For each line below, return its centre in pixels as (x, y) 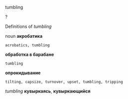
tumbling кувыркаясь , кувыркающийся (48, 91)
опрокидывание (23, 73)
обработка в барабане (30, 54)
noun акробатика (24, 36)
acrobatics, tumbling (28, 45)
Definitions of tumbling (29, 26)
